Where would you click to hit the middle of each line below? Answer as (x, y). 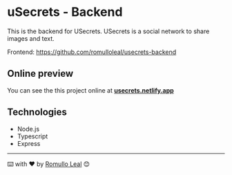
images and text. (31, 38)
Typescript (32, 136)
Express (29, 143)
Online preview (40, 74)
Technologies (37, 112)
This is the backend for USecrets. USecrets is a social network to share (108, 31)
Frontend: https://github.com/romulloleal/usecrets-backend (92, 52)
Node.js (28, 129)
